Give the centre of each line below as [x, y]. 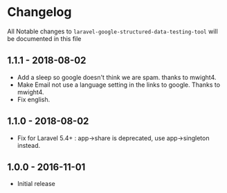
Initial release [36, 184]
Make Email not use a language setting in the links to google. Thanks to [118, 85]
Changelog [39, 12]
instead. [29, 145]
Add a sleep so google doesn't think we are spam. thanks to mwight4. [117, 77]
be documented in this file [44, 38]
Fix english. [34, 99]
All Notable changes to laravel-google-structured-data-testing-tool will [112, 31]
